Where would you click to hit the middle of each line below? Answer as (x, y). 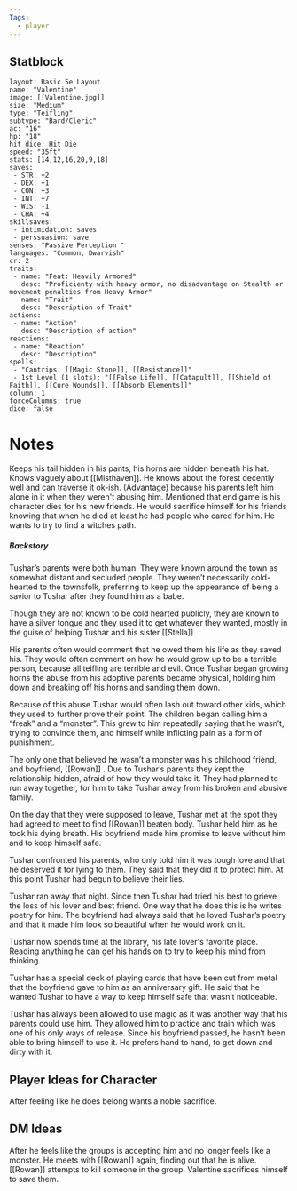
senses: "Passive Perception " (67, 245)
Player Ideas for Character (83, 1079)
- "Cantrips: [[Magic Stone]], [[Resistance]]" (102, 370)
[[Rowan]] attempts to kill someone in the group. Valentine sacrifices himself (148, 1169)
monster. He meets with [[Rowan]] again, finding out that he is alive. (133, 1160)
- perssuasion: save (51, 238)
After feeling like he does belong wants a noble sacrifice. (113, 1101)
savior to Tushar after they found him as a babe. (97, 596)
